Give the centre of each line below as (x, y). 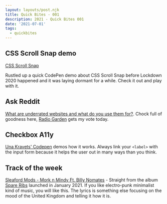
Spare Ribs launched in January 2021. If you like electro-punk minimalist (80, 185)
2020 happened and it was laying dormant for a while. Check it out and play (83, 80)
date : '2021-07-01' (26, 24)
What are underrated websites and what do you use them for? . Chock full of (83, 114)
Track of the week (34, 168)
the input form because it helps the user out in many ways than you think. (81, 152)
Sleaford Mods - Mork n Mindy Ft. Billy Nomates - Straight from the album (81, 180)
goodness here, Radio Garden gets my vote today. (57, 119)
